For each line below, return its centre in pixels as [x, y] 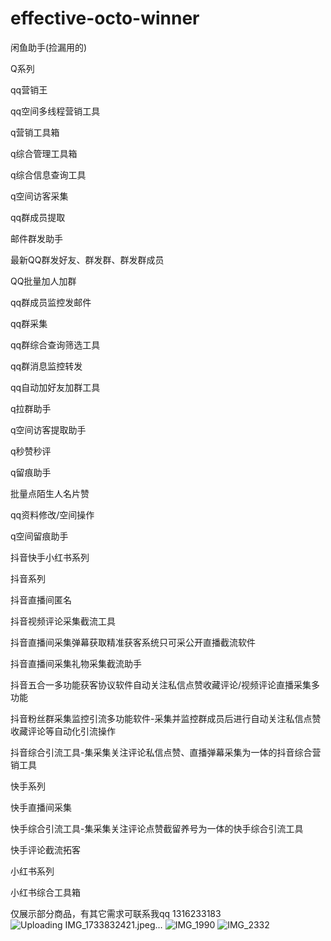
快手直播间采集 [41, 807]
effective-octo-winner [105, 18]
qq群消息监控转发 [46, 366]
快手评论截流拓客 [45, 849]
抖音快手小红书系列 [50, 557]
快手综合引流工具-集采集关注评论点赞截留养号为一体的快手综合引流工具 [157, 828]
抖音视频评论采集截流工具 [63, 621]
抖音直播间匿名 [41, 599]
